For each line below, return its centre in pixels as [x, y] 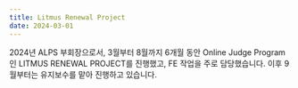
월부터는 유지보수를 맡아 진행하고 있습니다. [83, 74]
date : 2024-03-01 [41, 26]
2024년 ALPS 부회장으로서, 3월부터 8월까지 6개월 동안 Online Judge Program [147, 52]
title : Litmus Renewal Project [67, 17]
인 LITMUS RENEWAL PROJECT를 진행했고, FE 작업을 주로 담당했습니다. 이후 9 [149, 63]
